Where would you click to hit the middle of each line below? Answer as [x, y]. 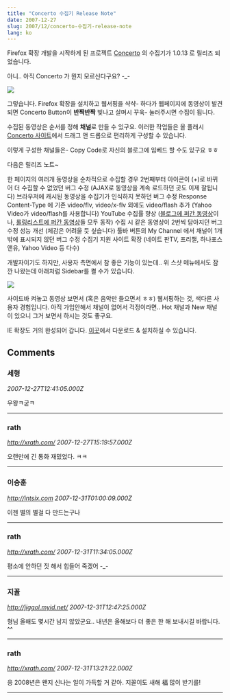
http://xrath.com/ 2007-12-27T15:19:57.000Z [69, 442]
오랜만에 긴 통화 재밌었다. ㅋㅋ [47, 457]
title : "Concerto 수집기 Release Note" [62, 13]
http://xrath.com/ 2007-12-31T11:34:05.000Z [70, 552]
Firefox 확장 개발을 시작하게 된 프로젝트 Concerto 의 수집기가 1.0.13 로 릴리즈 [110, 53]
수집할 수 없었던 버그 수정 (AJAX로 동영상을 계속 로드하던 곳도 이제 [111, 188]
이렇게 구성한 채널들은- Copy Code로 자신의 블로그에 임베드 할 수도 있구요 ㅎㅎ [113, 150]
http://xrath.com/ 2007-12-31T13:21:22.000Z [70, 668]
